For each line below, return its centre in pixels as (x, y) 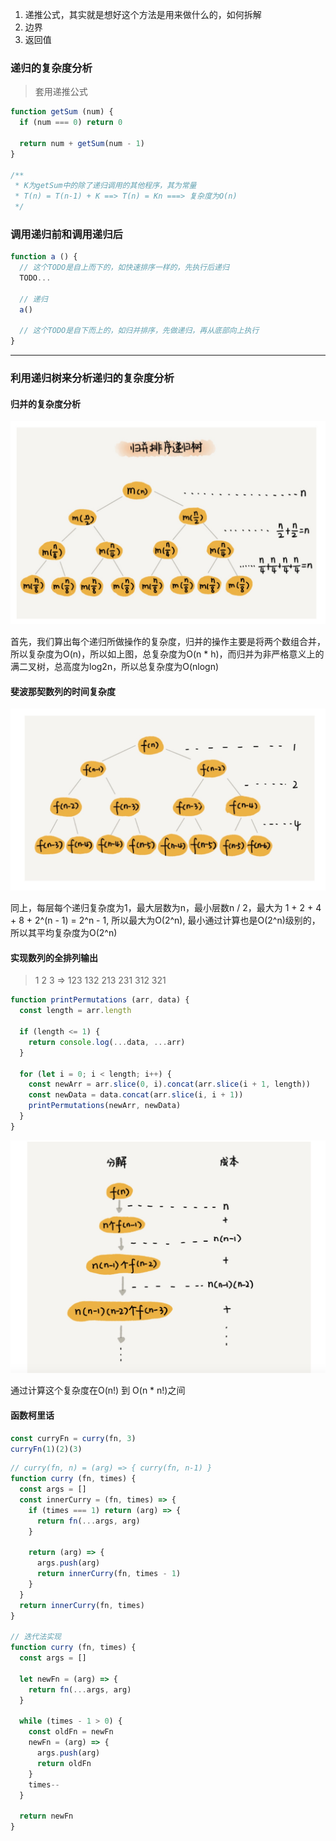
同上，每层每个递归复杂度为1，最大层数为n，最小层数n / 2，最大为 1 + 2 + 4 (166, 908)
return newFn (46, 1816)
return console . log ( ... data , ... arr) (107, 1042)
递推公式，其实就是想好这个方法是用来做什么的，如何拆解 (143, 14)
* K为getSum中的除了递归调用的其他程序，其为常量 (105, 186)
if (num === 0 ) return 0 (71, 123)
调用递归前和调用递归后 (66, 234)
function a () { (44, 257)
